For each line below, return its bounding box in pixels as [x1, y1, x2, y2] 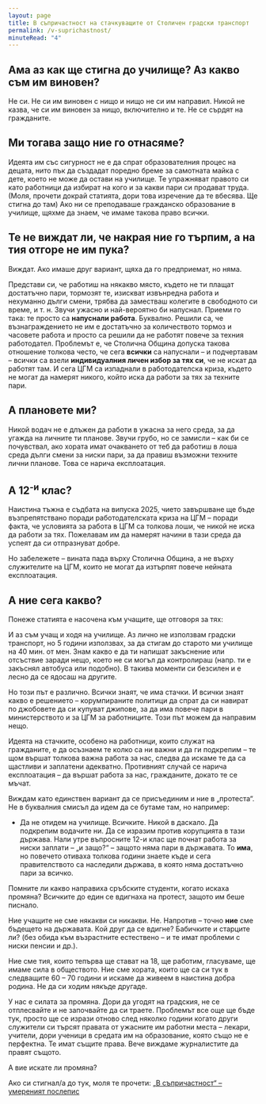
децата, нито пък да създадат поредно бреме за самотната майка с [8, 166, 240, 175]
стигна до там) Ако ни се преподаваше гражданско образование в [8, 199, 236, 208]
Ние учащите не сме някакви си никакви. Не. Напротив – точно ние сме [8, 916, 253, 926]
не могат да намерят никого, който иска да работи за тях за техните [8, 372, 240, 381]
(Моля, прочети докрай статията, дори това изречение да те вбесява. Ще [8, 191, 258, 201]
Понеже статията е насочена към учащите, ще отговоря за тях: [8, 615, 224, 625]
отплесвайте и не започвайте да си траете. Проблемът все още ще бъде [8, 1006, 256, 1015]
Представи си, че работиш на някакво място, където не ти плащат [8, 279, 235, 289]
